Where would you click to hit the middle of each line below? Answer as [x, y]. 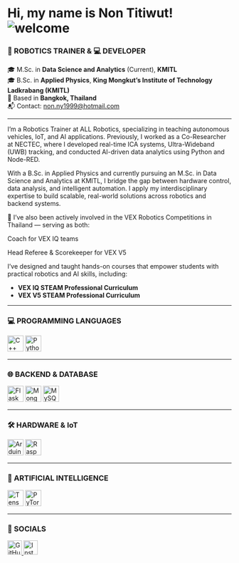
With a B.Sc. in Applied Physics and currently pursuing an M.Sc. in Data [112, 173]
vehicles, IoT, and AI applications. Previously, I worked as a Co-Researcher [117, 137]
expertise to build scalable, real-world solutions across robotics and [107, 196]
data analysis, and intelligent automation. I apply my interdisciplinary [107, 188]
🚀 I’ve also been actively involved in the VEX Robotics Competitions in [110, 217]
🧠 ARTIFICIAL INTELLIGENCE [58, 478]
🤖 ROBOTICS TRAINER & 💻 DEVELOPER [76, 51]
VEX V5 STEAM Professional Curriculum [79, 295]
